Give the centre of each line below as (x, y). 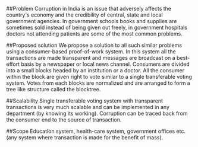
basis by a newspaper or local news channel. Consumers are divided (105, 64)
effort (13, 64)
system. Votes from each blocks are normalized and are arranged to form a (98, 83)
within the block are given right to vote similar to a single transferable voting (99, 77)
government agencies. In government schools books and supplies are (92, 21)
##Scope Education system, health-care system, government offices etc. (96, 131)
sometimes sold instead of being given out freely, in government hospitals (97, 27)
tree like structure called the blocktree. (54, 89)
